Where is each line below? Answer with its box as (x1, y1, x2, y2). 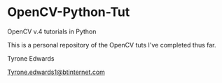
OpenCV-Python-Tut (7, 4, 130, 20)
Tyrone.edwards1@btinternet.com (7, 68, 105, 76)
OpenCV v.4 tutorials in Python (7, 27, 97, 36)
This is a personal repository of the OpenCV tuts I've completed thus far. (7, 40, 216, 49)
